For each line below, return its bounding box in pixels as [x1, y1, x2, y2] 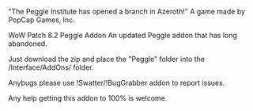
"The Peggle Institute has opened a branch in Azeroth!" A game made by [8, 7, 246, 16]
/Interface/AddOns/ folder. [8, 63, 94, 72]
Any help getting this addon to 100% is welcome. [8, 94, 168, 102]
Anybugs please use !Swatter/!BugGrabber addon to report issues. [8, 78, 225, 87]
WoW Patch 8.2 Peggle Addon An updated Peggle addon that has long [8, 31, 237, 40]
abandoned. [8, 39, 47, 48]
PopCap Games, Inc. [8, 15, 75, 25]
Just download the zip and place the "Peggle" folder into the [8, 55, 206, 63]
